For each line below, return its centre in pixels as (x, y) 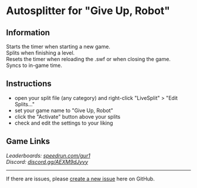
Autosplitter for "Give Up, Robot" (88, 11)
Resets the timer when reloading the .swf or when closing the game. (89, 59)
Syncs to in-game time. (34, 65)
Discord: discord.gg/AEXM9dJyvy (47, 162)
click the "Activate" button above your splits (67, 116)
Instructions (29, 84)
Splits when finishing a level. (40, 53)
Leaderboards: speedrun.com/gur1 (48, 155)
